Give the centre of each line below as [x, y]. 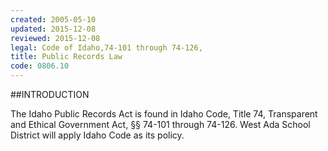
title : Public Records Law [66, 57]
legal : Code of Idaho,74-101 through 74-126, [106, 47]
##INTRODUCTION [50, 94]
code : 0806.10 [40, 66]
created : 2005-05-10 [53, 19]
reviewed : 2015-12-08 [55, 38]
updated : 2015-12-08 [53, 29]
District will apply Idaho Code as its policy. [97, 135]
